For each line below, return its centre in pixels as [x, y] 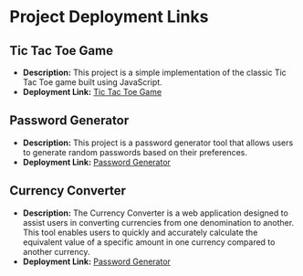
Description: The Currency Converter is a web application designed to [156, 213]
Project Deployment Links [109, 17]
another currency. [56, 251]
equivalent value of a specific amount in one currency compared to [149, 242]
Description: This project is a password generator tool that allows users [158, 143]
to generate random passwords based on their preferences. [135, 152]
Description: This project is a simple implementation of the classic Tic [155, 72]
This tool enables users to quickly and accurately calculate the [140, 232]
